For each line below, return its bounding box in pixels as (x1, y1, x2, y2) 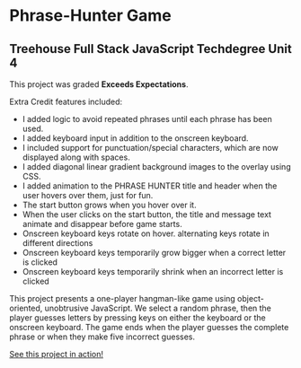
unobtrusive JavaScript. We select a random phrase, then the (44, 302, 272, 313)
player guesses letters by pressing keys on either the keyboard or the (9, 312, 267, 323)
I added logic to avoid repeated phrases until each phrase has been (22, 114, 272, 124)
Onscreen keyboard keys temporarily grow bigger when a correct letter (22, 248, 287, 258)
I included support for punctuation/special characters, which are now (22, 143, 279, 153)
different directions (22, 238, 93, 248)
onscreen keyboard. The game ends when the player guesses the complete (9, 322, 289, 332)
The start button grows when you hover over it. (22, 199, 197, 210)
